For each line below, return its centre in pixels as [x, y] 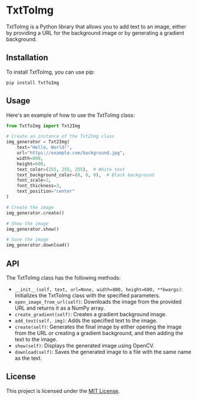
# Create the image [30, 207]
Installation [27, 58]
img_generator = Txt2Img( [38, 142]
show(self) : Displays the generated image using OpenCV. [84, 345]
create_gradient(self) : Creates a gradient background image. [91, 314]
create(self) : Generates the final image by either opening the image [98, 327]
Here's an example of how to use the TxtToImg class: [70, 115]
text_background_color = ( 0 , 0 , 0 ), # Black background [86, 175]
